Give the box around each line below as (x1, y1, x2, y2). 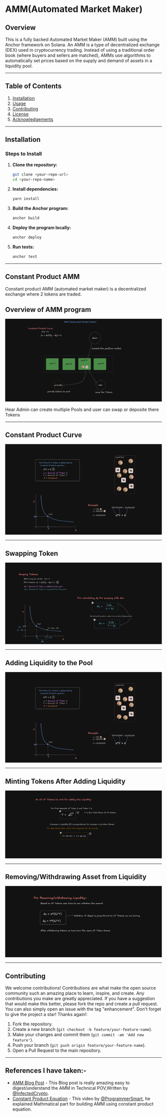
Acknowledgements (12, 116, 54, 122)
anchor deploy (12, 235, 42, 240)
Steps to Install (5, 150, 42, 157)
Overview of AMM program (5, 305, 91, 314)
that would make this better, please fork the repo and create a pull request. (5, 1001, 158, 1007)
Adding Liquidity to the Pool (5, 658, 93, 667)
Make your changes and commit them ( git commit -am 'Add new (12, 1031, 144, 1038)
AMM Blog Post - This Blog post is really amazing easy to (12, 1080, 130, 1086)
